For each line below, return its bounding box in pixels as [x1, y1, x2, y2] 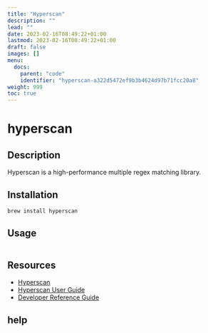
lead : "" [7, 24, 33, 31]
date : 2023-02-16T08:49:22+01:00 [7, 30, 107, 38]
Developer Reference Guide [17, 293, 100, 302]
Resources [7, 260, 56, 272]
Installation [7, 188, 58, 200]
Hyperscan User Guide [17, 286, 85, 294]
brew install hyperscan [7, 208, 78, 215]
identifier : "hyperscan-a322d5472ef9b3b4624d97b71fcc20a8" [20, 76, 199, 84]
